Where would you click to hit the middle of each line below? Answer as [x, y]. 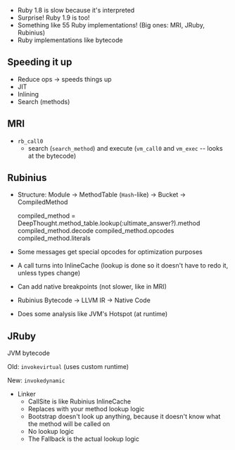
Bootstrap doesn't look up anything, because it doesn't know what [124, 417]
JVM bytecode [29, 353]
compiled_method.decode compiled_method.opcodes [96, 231]
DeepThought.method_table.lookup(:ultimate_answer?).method [109, 223]
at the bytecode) [52, 156]
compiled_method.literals [54, 238]
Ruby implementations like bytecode [70, 40]
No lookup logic [51, 432]
